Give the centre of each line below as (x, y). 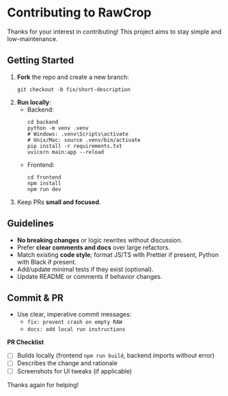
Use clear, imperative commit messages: (74, 314)
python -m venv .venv (58, 128)
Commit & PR (35, 298)
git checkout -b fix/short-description (74, 89)
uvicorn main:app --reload (66, 152)
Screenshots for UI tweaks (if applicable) (74, 371)
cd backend (43, 122)
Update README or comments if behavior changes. (89, 276)
